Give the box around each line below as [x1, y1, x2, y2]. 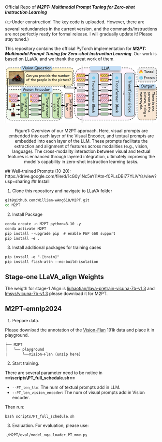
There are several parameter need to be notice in [5, 370, 103, 376]
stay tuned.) [5, 36, 29, 42]
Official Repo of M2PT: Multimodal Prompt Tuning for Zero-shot [5, 4, 135, 10]
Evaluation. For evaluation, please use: [12, 422, 89, 428]
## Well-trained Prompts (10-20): [5, 168, 71, 174]
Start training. [12, 360, 40, 366]
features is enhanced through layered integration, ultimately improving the [7, 153, 155, 159]
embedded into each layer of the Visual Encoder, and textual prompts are [8, 133, 154, 139]
